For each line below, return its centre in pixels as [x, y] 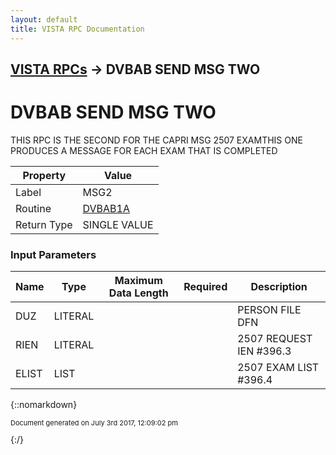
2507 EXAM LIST [278, 368]
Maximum [138, 281]
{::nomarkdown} [44, 405]
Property [44, 175]
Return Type [44, 224]
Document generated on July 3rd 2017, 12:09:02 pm [94, 423]
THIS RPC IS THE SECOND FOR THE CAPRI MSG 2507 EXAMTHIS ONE [156, 140]
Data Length [138, 293]
